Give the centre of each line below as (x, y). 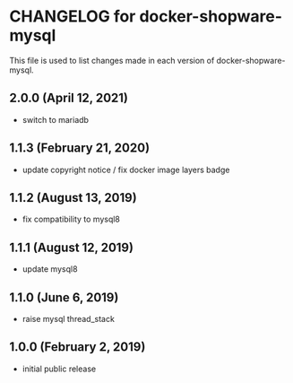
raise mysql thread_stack (68, 319)
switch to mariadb (56, 119)
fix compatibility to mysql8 (71, 219)
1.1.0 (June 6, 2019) (64, 297)
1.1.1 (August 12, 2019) (72, 247)
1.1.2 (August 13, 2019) (73, 198)
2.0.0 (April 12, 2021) (69, 98)
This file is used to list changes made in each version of (112, 60)
